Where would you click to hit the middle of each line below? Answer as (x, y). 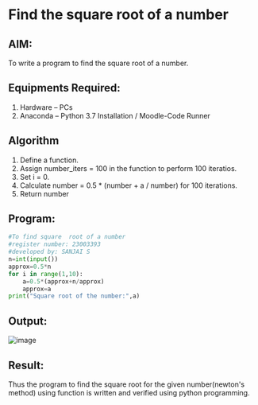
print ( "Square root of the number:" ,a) (74, 296)
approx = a (37, 289)
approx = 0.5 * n (30, 267)
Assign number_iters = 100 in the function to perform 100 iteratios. (128, 168)
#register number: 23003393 (55, 244)
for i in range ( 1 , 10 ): (46, 274)
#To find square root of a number (67, 237)
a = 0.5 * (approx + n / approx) (64, 281)
